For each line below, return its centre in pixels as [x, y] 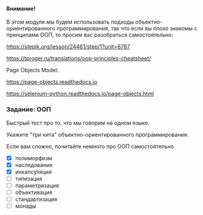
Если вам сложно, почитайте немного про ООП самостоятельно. [91, 146]
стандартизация [36, 199]
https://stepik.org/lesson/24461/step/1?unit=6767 [68, 47]
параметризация [37, 185]
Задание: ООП [29, 109]
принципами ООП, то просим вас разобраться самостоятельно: [90, 35]
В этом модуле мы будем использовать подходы [70, 22]
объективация [34, 192]
